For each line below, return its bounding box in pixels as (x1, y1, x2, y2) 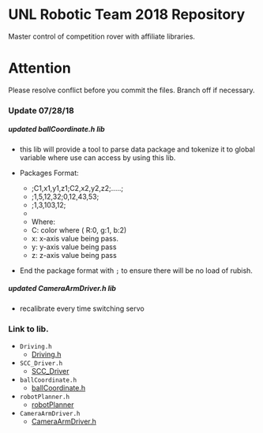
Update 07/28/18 (8, 105, 75, 116)
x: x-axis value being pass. (31, 233, 118, 243)
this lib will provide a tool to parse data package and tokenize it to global (19, 144, 255, 154)
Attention (8, 59, 71, 77)
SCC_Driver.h (19, 360, 63, 368)
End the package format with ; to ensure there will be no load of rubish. (19, 266, 253, 275)
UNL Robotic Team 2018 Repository (8, 6, 246, 24)
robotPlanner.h (19, 393, 70, 401)
